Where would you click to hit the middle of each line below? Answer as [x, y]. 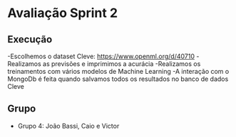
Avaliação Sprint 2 [63, 13]
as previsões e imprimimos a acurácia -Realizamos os [122, 64]
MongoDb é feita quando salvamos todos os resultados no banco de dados [118, 79]
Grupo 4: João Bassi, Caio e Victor [68, 126]
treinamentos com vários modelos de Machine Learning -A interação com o [118, 71]
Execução [30, 39]
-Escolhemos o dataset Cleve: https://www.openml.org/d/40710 [101, 56]
